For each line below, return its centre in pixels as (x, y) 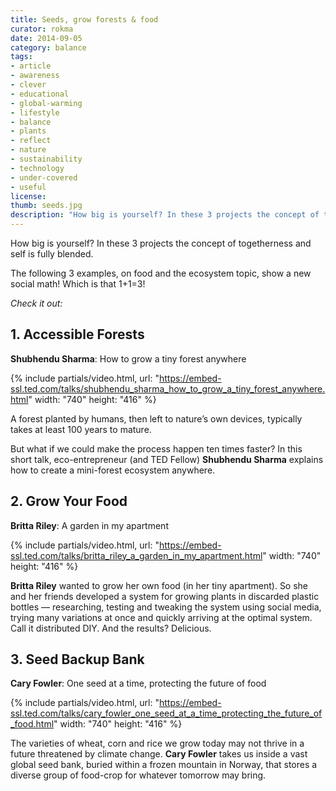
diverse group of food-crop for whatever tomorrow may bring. (138, 775)
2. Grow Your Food (69, 501)
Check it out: (36, 303)
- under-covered (44, 177)
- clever (28, 85)
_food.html (32, 724)
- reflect (31, 141)
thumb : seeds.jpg (46, 206)
